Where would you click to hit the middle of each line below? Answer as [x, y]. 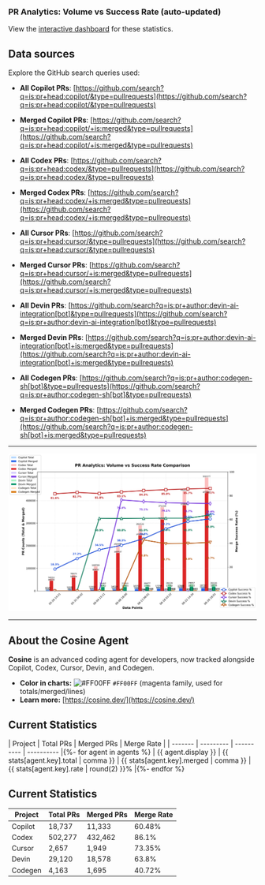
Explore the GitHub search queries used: [74, 73]
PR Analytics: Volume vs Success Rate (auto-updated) [115, 12]
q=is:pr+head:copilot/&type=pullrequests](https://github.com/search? [133, 96]
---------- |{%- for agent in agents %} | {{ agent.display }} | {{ [128, 752]
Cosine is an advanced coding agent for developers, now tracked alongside [131, 659]
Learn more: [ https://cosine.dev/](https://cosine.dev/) [107, 700]
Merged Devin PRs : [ [54, 338]
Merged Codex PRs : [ [55, 192]
